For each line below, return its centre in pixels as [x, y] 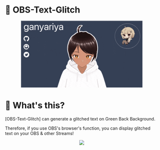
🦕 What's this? [35, 105]
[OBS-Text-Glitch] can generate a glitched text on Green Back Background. [80, 119]
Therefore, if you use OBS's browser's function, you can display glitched [78, 128]
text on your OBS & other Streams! [39, 134]
